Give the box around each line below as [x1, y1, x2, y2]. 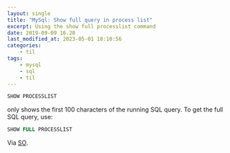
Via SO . [7, 139, 28, 147]
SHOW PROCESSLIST [7, 93, 57, 100]
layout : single [7, 10, 51, 17]
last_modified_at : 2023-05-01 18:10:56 [7, 36, 122, 43]
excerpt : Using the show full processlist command [7, 23, 156, 30]
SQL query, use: [7, 113, 53, 121]
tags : [7, 55, 23, 62]
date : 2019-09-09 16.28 [7, 29, 76, 37]
